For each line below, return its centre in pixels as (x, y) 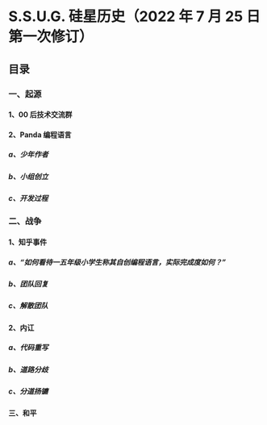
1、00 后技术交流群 (40, 115)
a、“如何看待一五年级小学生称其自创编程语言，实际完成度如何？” (117, 262)
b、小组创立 (28, 176)
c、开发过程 (28, 198)
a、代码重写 (28, 348)
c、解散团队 (28, 306)
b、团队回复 (28, 284)
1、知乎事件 (28, 242)
